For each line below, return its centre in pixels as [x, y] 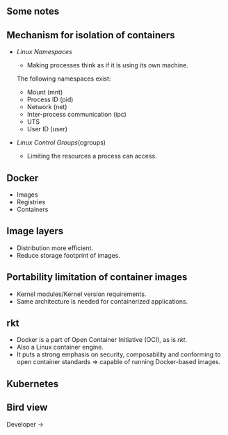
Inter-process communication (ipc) [76, 115]
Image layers [35, 231]
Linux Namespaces [44, 52]
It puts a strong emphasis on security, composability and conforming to [119, 354]
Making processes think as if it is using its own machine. [107, 65]
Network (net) [47, 107]
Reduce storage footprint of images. [68, 255]
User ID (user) [47, 129]
